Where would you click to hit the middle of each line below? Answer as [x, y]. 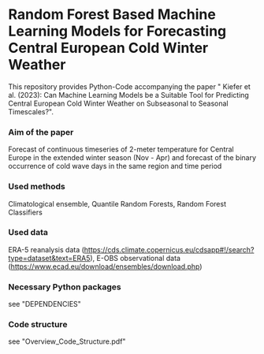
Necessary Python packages [65, 287]
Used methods [37, 187]
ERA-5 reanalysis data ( [46, 249]
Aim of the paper [41, 132]
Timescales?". [31, 111]
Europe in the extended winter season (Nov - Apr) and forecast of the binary [132, 158]
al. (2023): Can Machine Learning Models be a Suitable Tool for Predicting [129, 95]
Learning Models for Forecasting [117, 31]
